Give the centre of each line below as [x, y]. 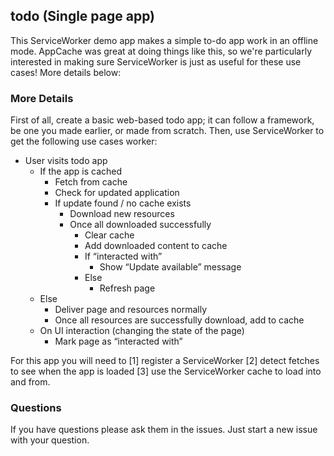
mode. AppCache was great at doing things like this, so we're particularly [161, 51]
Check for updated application [117, 193]
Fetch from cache [91, 182]
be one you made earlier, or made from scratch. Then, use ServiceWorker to [167, 131]
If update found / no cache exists [123, 203]
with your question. [50, 440]
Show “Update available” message [170, 267]
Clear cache [109, 235]
